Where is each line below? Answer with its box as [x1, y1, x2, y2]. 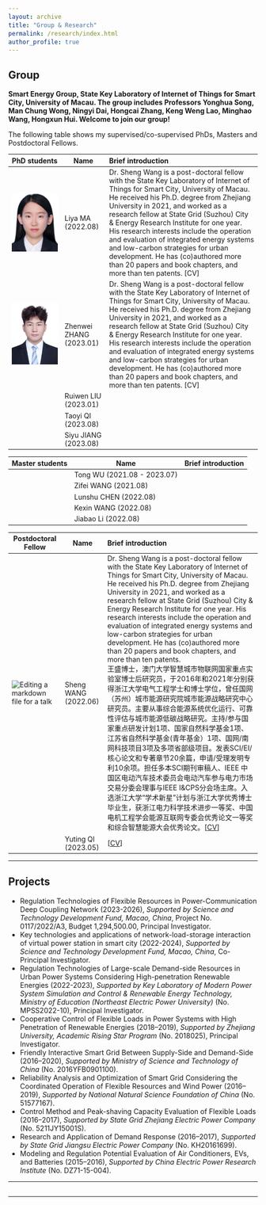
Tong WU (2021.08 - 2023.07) [74, 470, 178, 479]
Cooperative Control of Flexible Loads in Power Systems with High [19, 1014, 237, 1024]
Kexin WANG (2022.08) [74, 503, 152, 513]
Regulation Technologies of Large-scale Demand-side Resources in [19, 963, 241, 973]
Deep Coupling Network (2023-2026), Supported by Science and [19, 904, 234, 914]
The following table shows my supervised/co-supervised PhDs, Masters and [8, 130, 258, 139]
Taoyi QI [64, 410, 92, 420]
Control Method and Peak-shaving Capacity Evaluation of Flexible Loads [19, 1106, 256, 1116]
